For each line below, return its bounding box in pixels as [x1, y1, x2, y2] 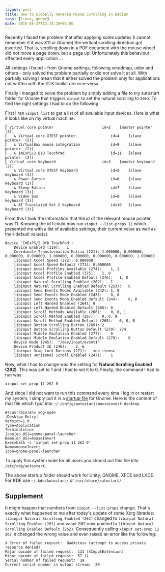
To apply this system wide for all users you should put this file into [5, 458, 139, 464]
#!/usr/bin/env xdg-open [5, 410, 56, 415]
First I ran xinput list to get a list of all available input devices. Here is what [5, 110, 160, 116]
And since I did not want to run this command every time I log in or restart [5, 390, 154, 396]
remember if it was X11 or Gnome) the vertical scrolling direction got [5, 40, 142, 46]
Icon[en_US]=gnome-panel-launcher [5, 432, 76, 437]
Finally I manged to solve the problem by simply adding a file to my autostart [5, 90, 160, 96]
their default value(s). [5, 231, 49, 237]
